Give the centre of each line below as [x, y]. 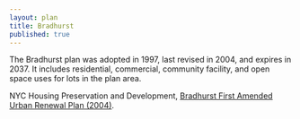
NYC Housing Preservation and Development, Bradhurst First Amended [141, 96]
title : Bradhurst [42, 26]
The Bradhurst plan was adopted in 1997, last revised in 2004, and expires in [150, 60]
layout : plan [34, 17]
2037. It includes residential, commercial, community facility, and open [140, 69]
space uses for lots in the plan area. [75, 79]
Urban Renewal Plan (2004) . [62, 106]
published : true [40, 34]
